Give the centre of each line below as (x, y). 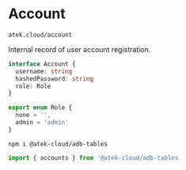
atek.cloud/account (40, 35)
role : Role (33, 86)
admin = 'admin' (42, 123)
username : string (44, 71)
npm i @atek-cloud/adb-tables (58, 144)
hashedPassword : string (54, 79)
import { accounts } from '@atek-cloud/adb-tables (93, 158)
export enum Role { (40, 108)
